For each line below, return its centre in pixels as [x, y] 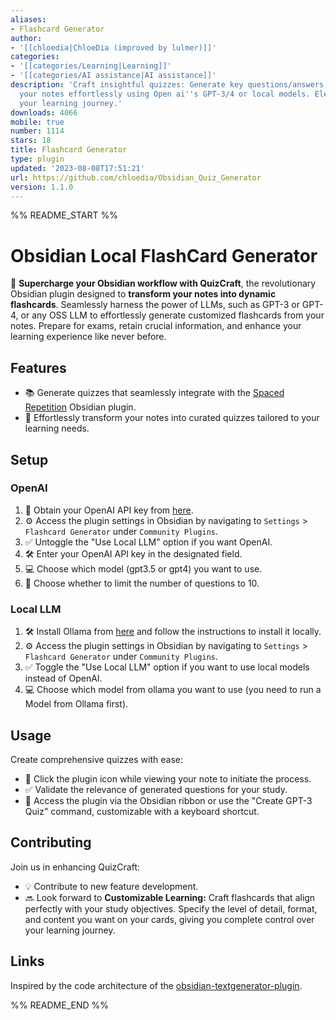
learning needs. [57, 428]
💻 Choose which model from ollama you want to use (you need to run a [173, 690]
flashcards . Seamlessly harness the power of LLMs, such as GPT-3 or [155, 305]
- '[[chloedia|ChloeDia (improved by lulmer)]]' [113, 47]
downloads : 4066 [44, 112]
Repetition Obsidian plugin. [80, 407]
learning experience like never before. [88, 337]
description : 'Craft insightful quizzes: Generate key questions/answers [167, 85]
